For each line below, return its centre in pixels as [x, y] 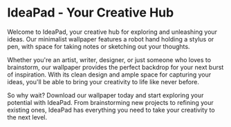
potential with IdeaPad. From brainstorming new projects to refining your [110, 102]
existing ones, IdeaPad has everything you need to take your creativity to [111, 110]
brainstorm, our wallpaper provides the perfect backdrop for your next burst [115, 67]
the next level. [27, 117]
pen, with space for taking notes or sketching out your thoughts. [99, 46]
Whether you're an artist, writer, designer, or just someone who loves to [109, 59]
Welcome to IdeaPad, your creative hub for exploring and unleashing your [112, 32]
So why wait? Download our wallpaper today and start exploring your [105, 95]
